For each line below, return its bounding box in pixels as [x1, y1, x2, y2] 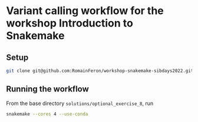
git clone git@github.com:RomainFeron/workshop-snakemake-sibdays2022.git [6, 68, 194, 74]
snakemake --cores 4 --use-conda [6, 111, 88, 117]
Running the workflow [6, 84, 90, 94]
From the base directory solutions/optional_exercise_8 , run [6, 100, 154, 107]
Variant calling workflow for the [6, 4, 164, 18]
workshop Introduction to [6, 16, 134, 30]
